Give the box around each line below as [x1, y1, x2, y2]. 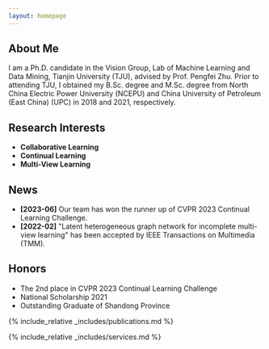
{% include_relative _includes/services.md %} [8, 332, 162, 342]
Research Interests [8, 120, 106, 134]
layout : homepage [8, 11, 67, 20]
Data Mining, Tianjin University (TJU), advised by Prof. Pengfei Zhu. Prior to [8, 72, 259, 82]
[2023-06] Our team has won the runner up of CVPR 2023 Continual [19, 204, 250, 214]
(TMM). [19, 239, 46, 249]
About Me [8, 42, 59, 56]
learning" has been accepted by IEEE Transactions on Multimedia [37, 230, 255, 240]
